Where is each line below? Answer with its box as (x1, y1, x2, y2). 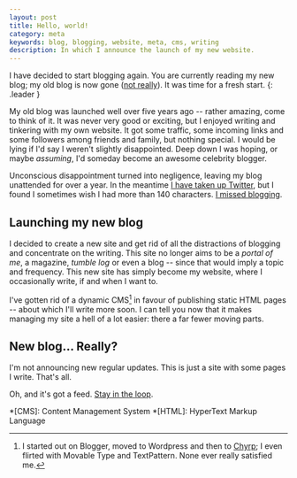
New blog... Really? (9, 338, 118, 354)
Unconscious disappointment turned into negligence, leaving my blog (9, 170, 263, 181)
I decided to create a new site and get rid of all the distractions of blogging (9, 238, 281, 249)
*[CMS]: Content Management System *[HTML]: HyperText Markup (9, 406, 258, 417)
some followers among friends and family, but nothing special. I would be (9, 135, 276, 145)
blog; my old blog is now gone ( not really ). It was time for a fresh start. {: (9, 80, 273, 90)
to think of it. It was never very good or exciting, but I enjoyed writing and (9, 116, 276, 127)
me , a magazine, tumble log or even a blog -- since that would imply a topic (9, 257, 285, 267)
